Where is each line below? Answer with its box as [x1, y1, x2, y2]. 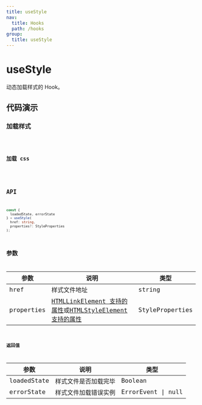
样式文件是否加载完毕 [55, 377, 115, 385]
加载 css [6, 155, 30, 162]
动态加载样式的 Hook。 [6, 83, 63, 90]
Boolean [121, 377, 147, 385]
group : [6, 31, 23, 37]
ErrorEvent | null [121, 388, 183, 396]
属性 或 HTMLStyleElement [51, 306, 128, 315]
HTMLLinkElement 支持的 [51, 297, 128, 306]
